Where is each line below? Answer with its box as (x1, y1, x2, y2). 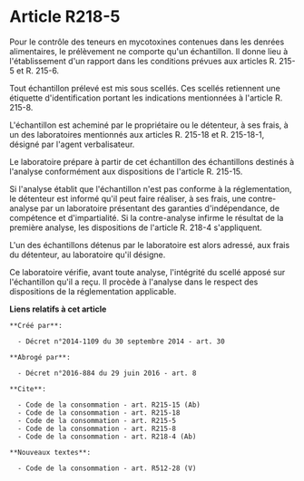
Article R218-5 (9, 6, 121, 27)
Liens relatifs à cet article (9, 303, 107, 314)
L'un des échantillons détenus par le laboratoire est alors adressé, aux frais (9, 239, 290, 250)
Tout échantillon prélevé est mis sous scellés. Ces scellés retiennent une (9, 82, 281, 93)
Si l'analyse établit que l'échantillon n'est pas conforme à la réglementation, (9, 183, 292, 194)
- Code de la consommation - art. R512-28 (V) (17, 464, 197, 473)
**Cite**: (9, 384, 47, 393)
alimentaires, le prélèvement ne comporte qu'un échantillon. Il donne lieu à (9, 45, 289, 56)
